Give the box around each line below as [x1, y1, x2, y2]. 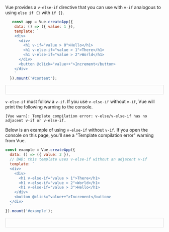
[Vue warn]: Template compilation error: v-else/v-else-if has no [5, 113, 147, 119]
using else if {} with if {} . [5, 10, 64, 16]
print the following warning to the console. [5, 104, 93, 110]
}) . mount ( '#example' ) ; [5, 208, 53, 213]
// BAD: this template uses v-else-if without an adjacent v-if [10, 157, 147, 162]
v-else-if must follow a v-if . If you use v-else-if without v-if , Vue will [5, 98, 155, 105]
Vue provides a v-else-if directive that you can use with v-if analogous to [5, 5, 161, 10]
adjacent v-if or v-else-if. [5, 118, 66, 123]
